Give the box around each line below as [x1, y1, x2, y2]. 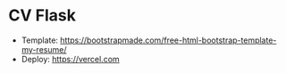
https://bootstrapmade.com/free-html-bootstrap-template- [60, 35, 277, 45]
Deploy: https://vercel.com [21, 53, 120, 64]
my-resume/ [21, 44, 67, 54]
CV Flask [8, 5, 77, 26]
